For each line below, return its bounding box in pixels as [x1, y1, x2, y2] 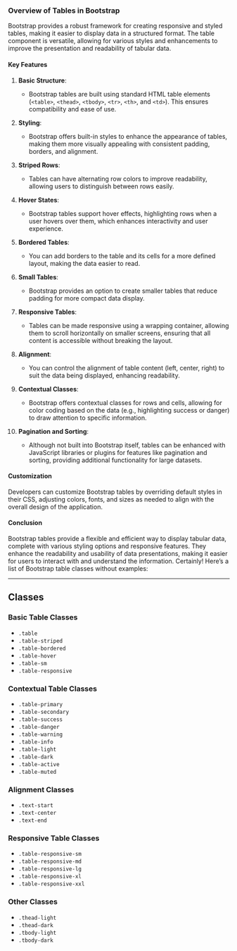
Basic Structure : [18, 76, 67, 85]
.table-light [18, 746, 57, 753]
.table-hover [18, 652, 57, 660]
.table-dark [18, 753, 53, 761]
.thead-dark [18, 921, 53, 929]
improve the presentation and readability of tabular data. [8, 44, 172, 53]
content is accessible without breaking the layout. [28, 336, 173, 344]
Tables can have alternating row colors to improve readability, [28, 174, 207, 183]
